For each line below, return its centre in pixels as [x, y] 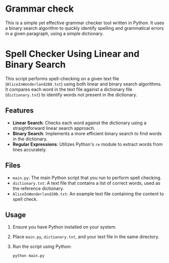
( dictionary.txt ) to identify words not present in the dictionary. [71, 94]
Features [19, 111]
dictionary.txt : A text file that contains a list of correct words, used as [86, 183]
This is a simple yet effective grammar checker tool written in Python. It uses [85, 23]
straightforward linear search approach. [54, 128]
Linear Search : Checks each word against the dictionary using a [79, 123]
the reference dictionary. [38, 188]
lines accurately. [30, 149]
